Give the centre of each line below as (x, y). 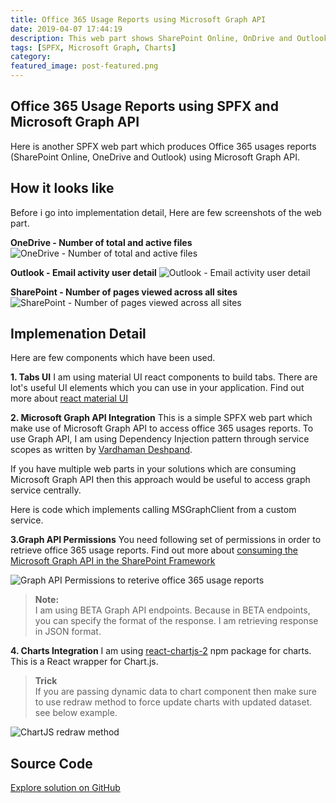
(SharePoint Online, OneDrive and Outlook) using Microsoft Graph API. (155, 157)
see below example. (76, 713)
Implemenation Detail (78, 334)
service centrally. (46, 490)
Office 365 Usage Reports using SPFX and (144, 106)
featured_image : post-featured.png (84, 66)
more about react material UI (69, 398)
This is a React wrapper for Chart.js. (84, 662)
